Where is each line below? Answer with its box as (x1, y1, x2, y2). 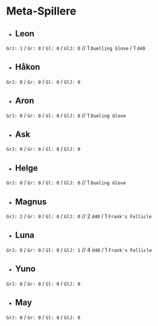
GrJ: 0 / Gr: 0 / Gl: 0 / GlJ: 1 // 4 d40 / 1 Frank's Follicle (6, 246, 152, 253)
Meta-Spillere (6, 4, 77, 18)
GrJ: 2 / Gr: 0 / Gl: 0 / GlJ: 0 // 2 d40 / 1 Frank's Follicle (6, 213, 152, 220)
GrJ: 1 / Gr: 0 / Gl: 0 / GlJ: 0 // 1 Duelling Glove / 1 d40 (6, 44, 146, 52)
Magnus (14, 196, 47, 207)
